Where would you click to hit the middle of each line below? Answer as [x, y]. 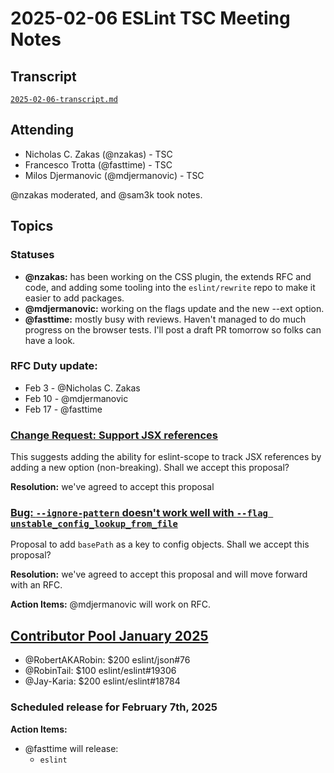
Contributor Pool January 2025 [109, 635]
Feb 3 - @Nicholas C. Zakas [82, 388]
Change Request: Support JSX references [114, 435]
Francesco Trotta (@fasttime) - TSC [98, 164]
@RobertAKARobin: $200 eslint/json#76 [107, 660]
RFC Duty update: [54, 366]
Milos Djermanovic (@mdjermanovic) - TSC [114, 175]
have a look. [50, 340]
